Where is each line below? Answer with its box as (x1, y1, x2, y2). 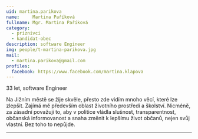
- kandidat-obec (11, 36, 51, 42)
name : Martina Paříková (6, 14, 75, 20)
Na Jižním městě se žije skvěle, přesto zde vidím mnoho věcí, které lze (6, 96, 178, 103)
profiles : (6, 63, 31, 69)
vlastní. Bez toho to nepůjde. (6, 121, 75, 128)
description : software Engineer (6, 42, 85, 48)
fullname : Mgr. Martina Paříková (6, 19, 88, 25)
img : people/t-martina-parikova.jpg (6, 47, 96, 53)
